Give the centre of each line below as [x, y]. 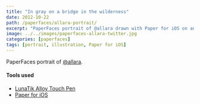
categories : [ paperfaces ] [38, 39]
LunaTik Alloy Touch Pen [45, 89]
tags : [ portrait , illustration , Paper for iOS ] [66, 45]
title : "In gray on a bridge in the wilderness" [68, 12]
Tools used [20, 75]
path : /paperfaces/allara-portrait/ [51, 23]
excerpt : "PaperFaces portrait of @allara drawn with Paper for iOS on [97, 28]
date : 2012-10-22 [28, 17]
